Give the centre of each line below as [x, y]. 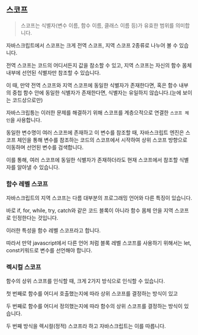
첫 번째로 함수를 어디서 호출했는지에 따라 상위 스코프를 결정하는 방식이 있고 [92, 294]
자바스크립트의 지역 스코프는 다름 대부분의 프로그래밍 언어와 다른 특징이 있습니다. [99, 198]
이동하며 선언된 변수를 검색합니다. [45, 147]
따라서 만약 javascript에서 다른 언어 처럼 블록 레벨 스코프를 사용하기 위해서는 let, [99, 243]
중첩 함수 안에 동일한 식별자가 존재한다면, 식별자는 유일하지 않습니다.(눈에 [97, 92]
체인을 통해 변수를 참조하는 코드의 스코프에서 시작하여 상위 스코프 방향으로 [102, 139]
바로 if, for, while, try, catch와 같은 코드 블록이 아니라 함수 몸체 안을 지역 [90, 210]
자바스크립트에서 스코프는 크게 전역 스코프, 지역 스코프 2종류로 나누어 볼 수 [92, 45]
